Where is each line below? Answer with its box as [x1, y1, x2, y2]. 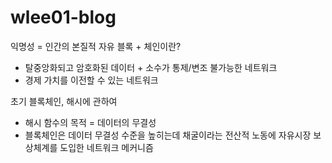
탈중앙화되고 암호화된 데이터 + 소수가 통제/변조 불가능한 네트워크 [24, 61, 278, 73]
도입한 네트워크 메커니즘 [59, 141, 154, 153]
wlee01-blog [10, 6, 117, 29]
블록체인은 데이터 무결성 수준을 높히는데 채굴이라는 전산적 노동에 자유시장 [24, 129, 312, 141]
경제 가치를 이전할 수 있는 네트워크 [24, 74, 159, 86]
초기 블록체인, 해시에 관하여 [10, 95, 118, 107]
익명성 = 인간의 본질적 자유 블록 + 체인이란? [10, 40, 182, 52]
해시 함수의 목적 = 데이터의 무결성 [24, 116, 157, 128]
